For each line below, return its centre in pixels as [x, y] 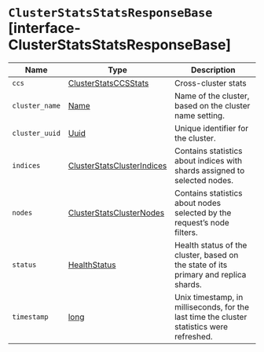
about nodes [198, 203]
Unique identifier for [211, 128]
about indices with [208, 160]
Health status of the [211, 245]
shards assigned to [209, 170]
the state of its [201, 265]
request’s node [202, 222]
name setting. [200, 115]
